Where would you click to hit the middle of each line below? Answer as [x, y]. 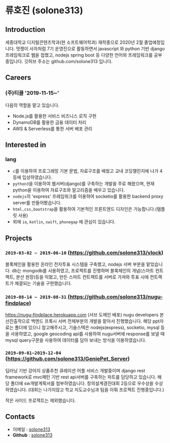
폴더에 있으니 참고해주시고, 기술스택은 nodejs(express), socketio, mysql [87, 328]
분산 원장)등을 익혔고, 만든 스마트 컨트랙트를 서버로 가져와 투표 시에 [82, 277]
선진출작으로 [18, 321]
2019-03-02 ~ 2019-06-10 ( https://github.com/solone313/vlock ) [84, 252]
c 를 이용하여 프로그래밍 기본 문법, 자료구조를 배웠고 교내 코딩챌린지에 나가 [86, 171]
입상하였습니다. [37, 177]
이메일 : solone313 [31, 429]
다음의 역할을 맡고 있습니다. [32, 105]
